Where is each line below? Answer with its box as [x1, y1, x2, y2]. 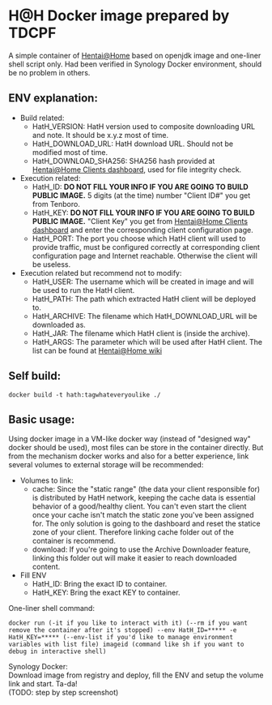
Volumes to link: [19, 475, 74, 485]
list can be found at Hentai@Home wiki [32, 346, 163, 355]
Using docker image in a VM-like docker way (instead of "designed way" [8, 434, 251, 444]
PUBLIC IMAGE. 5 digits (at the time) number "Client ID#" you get [32, 190, 251, 200]
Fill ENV [19, 570, 47, 580]
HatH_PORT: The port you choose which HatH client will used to [32, 234, 246, 243]
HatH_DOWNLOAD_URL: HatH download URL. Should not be [32, 139, 233, 148]
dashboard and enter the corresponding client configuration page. [32, 225, 253, 234]
